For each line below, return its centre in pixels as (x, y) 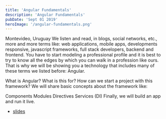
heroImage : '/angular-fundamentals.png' (49, 24)
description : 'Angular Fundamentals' (45, 15)
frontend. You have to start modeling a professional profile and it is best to (83, 55)
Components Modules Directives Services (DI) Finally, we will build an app (83, 96)
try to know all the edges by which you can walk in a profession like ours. (82, 60)
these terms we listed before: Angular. (45, 71)
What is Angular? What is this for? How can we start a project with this (79, 81)
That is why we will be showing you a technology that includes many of (80, 66)
